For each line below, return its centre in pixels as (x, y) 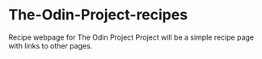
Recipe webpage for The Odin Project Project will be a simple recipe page (131, 37)
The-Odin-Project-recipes (98, 15)
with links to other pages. (51, 45)
